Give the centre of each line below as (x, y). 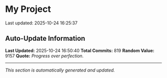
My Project (28, 9)
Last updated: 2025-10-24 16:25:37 (42, 23)
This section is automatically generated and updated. (60, 70)
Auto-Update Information (45, 39)
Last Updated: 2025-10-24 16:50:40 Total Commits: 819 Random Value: (80, 50)
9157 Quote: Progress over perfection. (44, 56)
